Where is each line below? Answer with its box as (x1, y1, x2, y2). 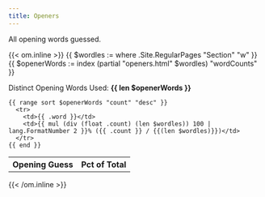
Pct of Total (81, 159, 127, 170)
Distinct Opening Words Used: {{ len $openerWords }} (8, 83, 191, 92)
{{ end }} (8, 141, 42, 149)
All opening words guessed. (8, 34, 102, 44)
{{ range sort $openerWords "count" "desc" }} (8, 98, 168, 106)
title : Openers (8, 11, 60, 20)
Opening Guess (12, 159, 74, 170)
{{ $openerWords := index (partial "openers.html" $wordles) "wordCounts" (8, 58, 258, 68)
